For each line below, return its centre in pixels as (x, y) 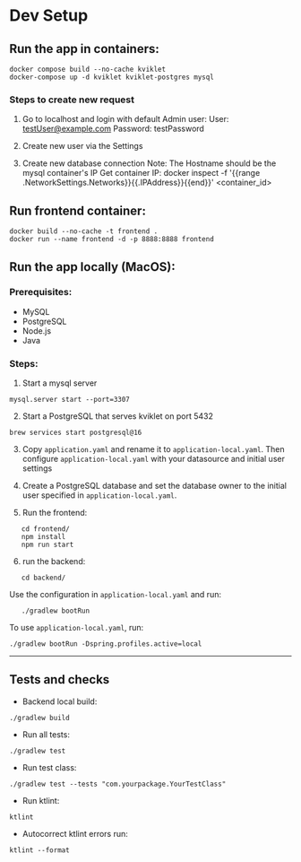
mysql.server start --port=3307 (69, 400)
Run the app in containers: (84, 49)
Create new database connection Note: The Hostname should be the (149, 163)
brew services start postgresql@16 (76, 433)
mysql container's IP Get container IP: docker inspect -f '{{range (141, 173)
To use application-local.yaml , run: (77, 628)
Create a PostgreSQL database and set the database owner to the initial (154, 486)
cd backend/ (43, 578)
